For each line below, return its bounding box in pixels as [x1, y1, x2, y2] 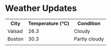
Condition [77, 20, 101, 27]
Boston [7, 35, 24, 42]
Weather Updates [5, 3, 77, 14]
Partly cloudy [74, 35, 104, 42]
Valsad [7, 28, 23, 34]
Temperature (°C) [28, 20, 69, 27]
